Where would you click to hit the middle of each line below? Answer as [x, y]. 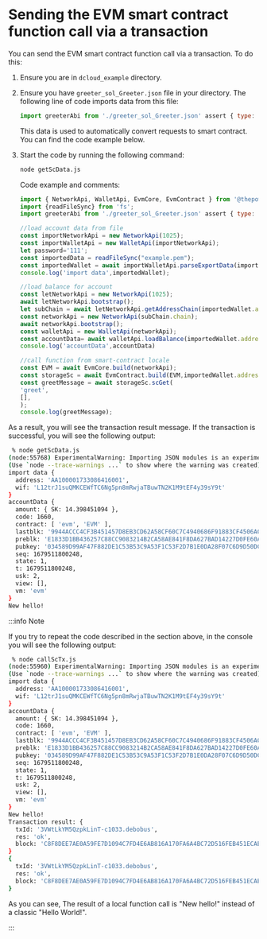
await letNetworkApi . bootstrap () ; [77, 302]
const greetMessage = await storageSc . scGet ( [96, 382]
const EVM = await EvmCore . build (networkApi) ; [98, 368]
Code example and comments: [70, 184]
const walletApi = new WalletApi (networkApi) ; [98, 332]
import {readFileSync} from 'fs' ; [77, 207]
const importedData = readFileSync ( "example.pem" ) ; [107, 258]
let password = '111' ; [54, 250]
